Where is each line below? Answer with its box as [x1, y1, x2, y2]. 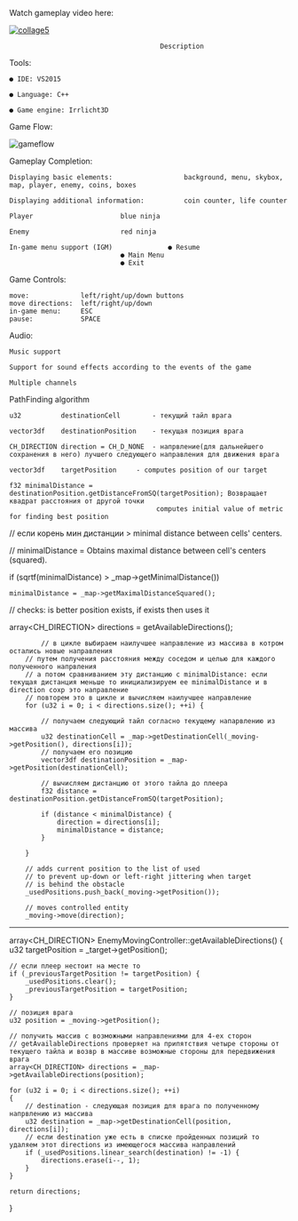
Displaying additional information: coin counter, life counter [9, 196, 288, 205]
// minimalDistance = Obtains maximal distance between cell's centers [9, 546, 266, 555]
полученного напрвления [9, 662, 98, 671]
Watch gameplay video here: [9, 8, 114, 18]
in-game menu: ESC [9, 307, 93, 315]
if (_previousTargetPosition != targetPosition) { [9, 970, 200, 978]
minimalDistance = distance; [56, 826, 165, 834]
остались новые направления [9, 647, 114, 656]
